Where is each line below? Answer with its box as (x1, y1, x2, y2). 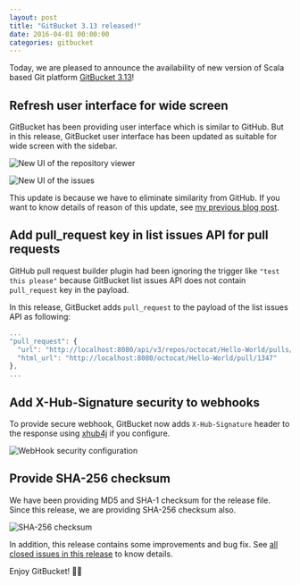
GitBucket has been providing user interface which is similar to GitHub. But (9, 121, 284, 132)
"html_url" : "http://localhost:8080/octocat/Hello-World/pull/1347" (17, 354, 278, 363)
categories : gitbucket (9, 38, 94, 47)
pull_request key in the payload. (9, 284, 129, 295)
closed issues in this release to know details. (9, 548, 173, 559)
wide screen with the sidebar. (9, 140, 118, 152)
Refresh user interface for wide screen (9, 97, 229, 113)
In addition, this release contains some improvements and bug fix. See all (9, 539, 279, 549)
